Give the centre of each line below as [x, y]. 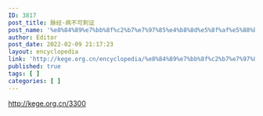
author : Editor [33, 37]
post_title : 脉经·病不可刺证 [52, 23]
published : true [34, 67]
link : [17, 60]
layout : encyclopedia [43, 52]
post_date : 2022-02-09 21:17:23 [61, 45]
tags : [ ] [24, 74]
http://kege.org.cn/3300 [47, 103]
